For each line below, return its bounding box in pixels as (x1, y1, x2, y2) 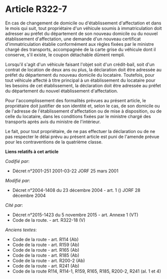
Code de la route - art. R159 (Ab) (12, 242, 80, 248)
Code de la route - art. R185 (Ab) (12, 252, 80, 258)
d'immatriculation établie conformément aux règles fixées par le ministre (5, 41, 154, 47)
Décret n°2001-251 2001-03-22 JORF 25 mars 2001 (12, 168, 119, 174)
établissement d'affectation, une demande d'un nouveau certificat (5, 36, 141, 42)
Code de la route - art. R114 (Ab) (12, 236, 79, 242)
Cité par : (5, 202, 23, 208)
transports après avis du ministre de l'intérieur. (5, 119, 101, 125)
